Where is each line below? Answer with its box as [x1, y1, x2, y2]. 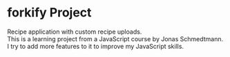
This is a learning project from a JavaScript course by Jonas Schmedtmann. [7, 34, 224, 43]
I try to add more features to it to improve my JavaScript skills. [7, 42, 184, 50]
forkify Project [7, 5, 92, 21]
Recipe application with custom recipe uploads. [7, 27, 142, 36]
